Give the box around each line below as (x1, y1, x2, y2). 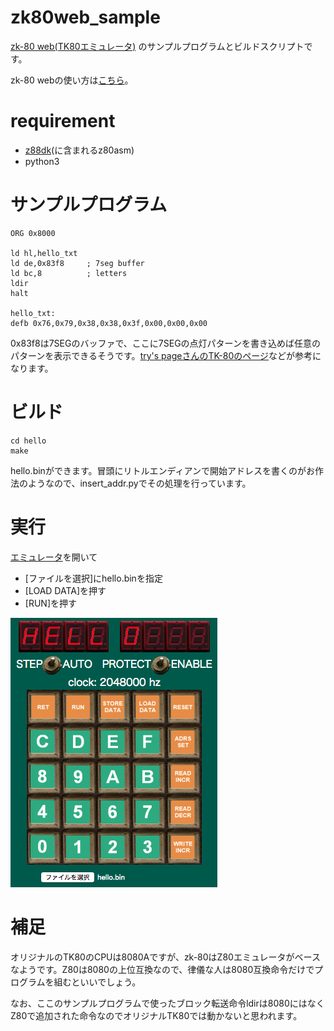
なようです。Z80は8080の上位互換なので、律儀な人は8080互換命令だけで (10, 963, 315, 975)
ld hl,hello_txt (10, 248, 78, 258)
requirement (10, 110, 116, 133)
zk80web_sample (10, 6, 161, 29)
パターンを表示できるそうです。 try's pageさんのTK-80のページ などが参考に (10, 349, 322, 361)
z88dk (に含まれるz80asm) (24, 144, 135, 156)
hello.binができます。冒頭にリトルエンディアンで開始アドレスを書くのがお (10, 464, 315, 476)
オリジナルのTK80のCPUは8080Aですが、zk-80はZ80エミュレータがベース (10, 951, 321, 963)
